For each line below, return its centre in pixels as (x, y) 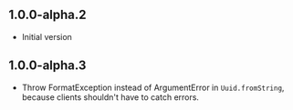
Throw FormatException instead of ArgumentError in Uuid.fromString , (153, 87)
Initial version (47, 36)
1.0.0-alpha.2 (48, 15)
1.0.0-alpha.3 (47, 66)
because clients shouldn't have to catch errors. (110, 97)
